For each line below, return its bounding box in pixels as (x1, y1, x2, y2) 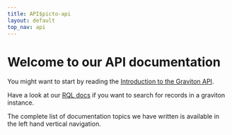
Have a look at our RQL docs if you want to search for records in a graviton (7, 91, 226, 100)
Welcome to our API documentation (7, 54, 221, 70)
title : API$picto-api (7, 10, 71, 18)
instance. (7, 98, 35, 107)
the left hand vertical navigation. (7, 119, 101, 128)
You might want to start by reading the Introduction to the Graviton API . (7, 77, 214, 86)
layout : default (7, 17, 55, 24)
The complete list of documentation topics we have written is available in (7, 112, 220, 121)
